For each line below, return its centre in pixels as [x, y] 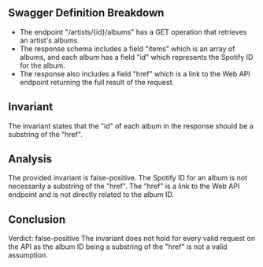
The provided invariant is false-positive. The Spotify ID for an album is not [128, 178]
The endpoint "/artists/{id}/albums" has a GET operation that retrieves [133, 32]
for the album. [42, 65]
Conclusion [37, 219]
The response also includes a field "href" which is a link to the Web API [135, 73]
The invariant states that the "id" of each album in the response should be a [131, 126]
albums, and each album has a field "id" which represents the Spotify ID [136, 57]
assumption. [28, 255]
